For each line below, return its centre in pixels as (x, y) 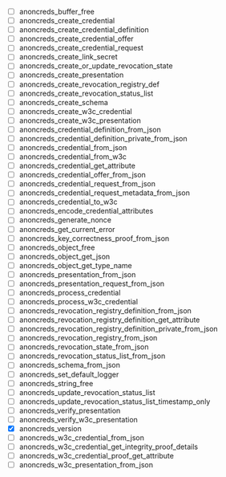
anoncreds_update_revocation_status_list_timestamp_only (115, 402)
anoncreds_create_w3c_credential (76, 111)
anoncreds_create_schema (64, 102)
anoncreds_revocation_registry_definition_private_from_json (118, 329)
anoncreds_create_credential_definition (84, 30)
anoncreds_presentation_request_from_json (92, 283)
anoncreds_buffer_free (57, 12)
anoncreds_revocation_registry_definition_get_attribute (109, 320)
